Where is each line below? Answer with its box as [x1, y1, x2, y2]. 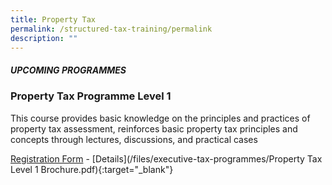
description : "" [10, 33, 78, 43]
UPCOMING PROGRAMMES [10, 64, 127, 76]
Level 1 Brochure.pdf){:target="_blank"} [10, 163, 174, 175]
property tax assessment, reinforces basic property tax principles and [10, 122, 298, 135]
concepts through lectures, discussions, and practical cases [10, 133, 258, 145]
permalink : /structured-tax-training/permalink [10, 24, 213, 34]
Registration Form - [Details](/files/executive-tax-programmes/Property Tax [10, 152, 323, 165]
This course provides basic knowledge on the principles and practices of [10, 112, 311, 124]
